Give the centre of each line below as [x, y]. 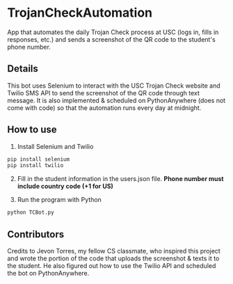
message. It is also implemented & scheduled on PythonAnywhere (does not [116, 100]
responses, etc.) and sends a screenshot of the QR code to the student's [111, 39]
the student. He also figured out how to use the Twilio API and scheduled [112, 266]
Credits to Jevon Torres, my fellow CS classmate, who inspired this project [114, 251]
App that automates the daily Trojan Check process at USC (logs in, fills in [113, 32]
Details [23, 69]
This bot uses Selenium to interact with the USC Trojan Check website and [114, 86]
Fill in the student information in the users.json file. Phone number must [120, 179]
